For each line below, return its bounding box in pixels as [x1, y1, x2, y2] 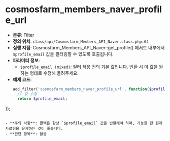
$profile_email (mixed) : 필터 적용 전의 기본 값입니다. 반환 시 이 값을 [20, 64, 158, 70]
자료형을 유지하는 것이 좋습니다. [5, 126, 63, 131]
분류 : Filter [12, 32, 35, 38]
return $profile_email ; [17, 96, 67, 101]
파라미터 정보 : [12, 57, 40, 63]
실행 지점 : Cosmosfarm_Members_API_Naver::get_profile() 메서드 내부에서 [12, 44, 165, 50]
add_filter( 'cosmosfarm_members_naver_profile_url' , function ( [12, 87, 150, 92]
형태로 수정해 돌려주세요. [29, 70, 79, 76]
